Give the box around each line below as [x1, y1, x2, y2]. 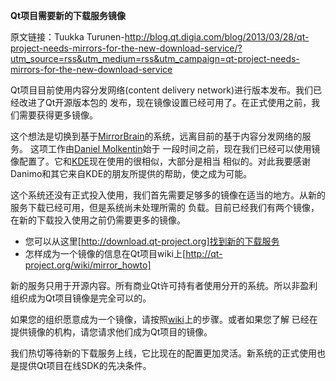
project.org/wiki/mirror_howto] [24, 259, 152, 271]
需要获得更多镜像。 [18, 109, 98, 121]
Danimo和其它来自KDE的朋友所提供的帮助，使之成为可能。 [10, 168, 253, 179]
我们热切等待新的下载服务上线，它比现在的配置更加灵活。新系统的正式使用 [10, 347, 317, 359]
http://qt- [185, 248, 223, 259]
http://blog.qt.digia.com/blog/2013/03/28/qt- [124, 31, 310, 43]
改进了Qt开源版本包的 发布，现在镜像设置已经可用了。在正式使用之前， [18, 97, 312, 108]
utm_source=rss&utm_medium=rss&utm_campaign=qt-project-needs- [10, 53, 300, 64]
